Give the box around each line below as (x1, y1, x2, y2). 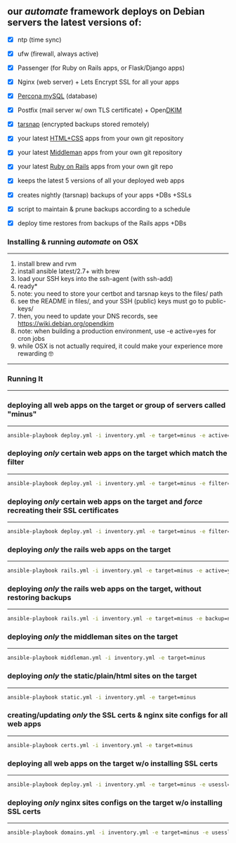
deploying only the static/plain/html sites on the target (7, 671, 197, 681)
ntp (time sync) (17, 35, 62, 44)
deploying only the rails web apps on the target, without (7, 584, 202, 594)
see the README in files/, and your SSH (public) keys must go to (17, 296, 204, 305)
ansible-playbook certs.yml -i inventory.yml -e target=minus (7, 742, 193, 749)
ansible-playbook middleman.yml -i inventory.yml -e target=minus (7, 654, 206, 661)
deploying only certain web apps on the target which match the (7, 449, 228, 458)
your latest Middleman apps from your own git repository (17, 148, 183, 157)
